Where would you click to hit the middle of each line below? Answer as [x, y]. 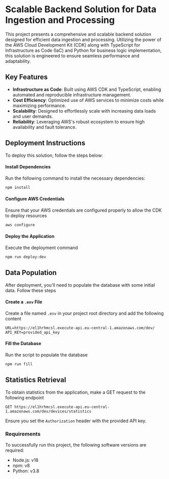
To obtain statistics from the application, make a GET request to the [75, 392]
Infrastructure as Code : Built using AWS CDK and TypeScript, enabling [87, 89]
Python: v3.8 [26, 471]
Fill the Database [23, 344]
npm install [18, 187]
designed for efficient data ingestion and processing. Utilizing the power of [83, 40]
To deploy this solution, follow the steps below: [54, 155]
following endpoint [25, 397]
